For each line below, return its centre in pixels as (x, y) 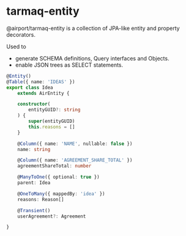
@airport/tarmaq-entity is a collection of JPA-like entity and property (93, 28)
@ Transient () (34, 210)
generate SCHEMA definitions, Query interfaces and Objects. (92, 58)
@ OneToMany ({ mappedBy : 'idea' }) (61, 194)
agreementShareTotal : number (54, 166)
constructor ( (34, 104)
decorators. (21, 34)
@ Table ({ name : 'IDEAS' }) (41, 82)
